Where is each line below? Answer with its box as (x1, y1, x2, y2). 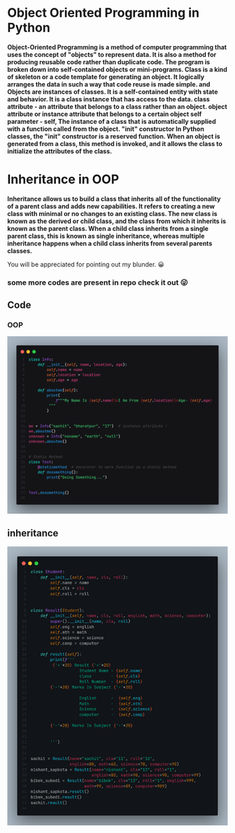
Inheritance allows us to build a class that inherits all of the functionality (7, 194, 221, 203)
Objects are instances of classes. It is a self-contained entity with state (7, 87, 218, 96)
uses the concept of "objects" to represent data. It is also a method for (7, 50, 217, 59)
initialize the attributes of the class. (7, 147, 113, 155)
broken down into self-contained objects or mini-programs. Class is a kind (7, 65, 227, 73)
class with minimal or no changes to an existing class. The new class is (7, 209, 218, 218)
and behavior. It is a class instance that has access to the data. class (7, 94, 210, 103)
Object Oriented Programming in (7, 5, 200, 21)
